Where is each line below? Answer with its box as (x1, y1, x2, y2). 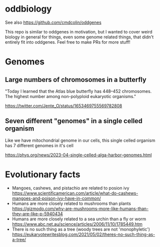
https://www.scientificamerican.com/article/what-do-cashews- (12, 190, 139, 196)
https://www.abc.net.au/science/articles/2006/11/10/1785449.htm (12, 221, 143, 227)
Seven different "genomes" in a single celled (5, 117, 143, 125)
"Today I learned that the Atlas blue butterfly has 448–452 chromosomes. (5, 88, 152, 94)
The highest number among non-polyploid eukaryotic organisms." (5, 93, 136, 99)
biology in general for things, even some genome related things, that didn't (5, 34, 154, 40)
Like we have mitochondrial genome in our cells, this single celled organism (5, 137, 156, 143)
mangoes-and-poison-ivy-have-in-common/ (12, 195, 102, 201)
